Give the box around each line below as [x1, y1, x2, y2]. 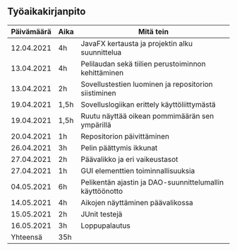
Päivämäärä [11, 26, 51, 36]
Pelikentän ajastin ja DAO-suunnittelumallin [80, 177, 224, 187]
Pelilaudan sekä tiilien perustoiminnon [80, 59, 206, 69]
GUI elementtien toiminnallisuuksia [80, 165, 195, 175]
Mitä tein [138, 26, 169, 36]
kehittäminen [80, 67, 124, 77]
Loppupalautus [80, 221, 130, 230]
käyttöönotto [80, 186, 123, 196]
